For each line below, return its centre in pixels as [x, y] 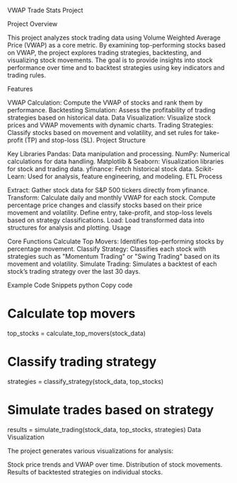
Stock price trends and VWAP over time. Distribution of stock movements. [115, 464]
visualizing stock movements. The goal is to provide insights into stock [110, 60]
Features [20, 89]
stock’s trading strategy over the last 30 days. [74, 271]
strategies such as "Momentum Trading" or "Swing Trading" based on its [114, 256]
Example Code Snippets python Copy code [70, 285]
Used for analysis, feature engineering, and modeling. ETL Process [125, 176]
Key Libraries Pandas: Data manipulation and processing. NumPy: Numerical [118, 154]
